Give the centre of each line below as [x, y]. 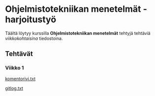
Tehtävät [19, 54]
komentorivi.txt [20, 79]
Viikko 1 [15, 68]
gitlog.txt [14, 88]
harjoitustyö [31, 19]
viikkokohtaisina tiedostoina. [34, 38]
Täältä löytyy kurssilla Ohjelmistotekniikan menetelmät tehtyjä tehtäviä [78, 33]
